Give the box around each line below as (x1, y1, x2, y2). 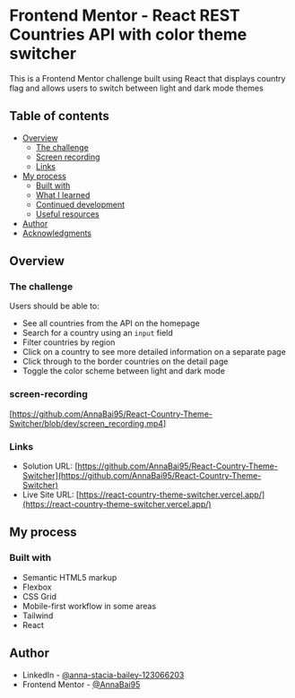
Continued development (35, 199, 126, 210)
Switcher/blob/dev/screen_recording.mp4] (9, 418, 167, 428)
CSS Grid (22, 590, 56, 601)
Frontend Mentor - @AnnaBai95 (22, 678, 141, 690)
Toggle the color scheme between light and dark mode (22, 366, 226, 376)
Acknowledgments (22, 228, 92, 238)
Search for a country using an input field (22, 328, 173, 339)
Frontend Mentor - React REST (9, 5, 240, 26)
